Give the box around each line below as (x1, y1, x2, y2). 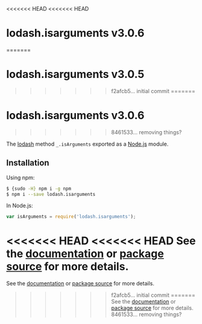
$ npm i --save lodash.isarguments (6, 191, 96, 197)
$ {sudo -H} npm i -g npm (6, 186, 71, 192)
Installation (6, 158, 49, 168)
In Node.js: (6, 202, 33, 209)
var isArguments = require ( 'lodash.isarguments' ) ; (6, 214, 136, 220)
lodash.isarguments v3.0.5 (6, 68, 145, 81)
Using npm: (6, 173, 35, 181)
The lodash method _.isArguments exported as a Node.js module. (6, 140, 169, 147)
